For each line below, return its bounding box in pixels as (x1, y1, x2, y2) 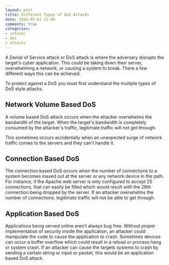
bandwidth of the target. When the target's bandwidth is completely (5, 119, 147, 125)
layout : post (5, 7, 33, 13)
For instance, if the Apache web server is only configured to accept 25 (5, 178, 153, 185)
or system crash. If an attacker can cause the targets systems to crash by (5, 244, 158, 251)
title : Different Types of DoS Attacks (5, 12, 90, 17)
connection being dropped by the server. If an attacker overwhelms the (5, 190, 154, 196)
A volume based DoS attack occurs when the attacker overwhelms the (5, 113, 152, 120)
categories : (5, 26, 30, 31)
